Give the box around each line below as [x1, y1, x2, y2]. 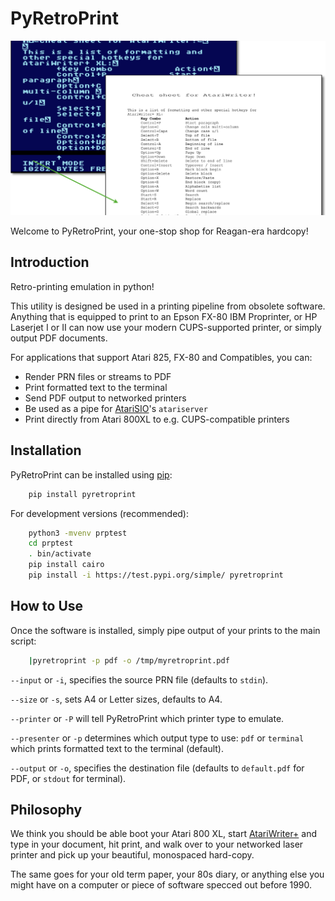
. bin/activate [28, 549, 92, 559]
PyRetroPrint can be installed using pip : [10, 468, 173, 481]
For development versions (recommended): [10, 507, 190, 519]
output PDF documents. [10, 332, 108, 344]
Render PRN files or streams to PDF [24, 370, 172, 382]
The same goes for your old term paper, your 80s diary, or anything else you [10, 868, 325, 881]
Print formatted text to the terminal [24, 381, 168, 393]
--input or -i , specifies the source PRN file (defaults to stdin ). [10, 673, 269, 686]
